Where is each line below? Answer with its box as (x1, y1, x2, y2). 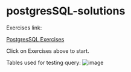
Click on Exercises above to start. (6, 47, 89, 55)
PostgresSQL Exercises (6, 35, 65, 43)
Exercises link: (6, 24, 42, 31)
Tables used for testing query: (6, 59, 81, 66)
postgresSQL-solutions (6, 4, 126, 18)
